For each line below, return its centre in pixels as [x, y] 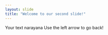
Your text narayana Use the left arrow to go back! [54, 27]
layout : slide [19, 9]
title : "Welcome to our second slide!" [45, 14]
